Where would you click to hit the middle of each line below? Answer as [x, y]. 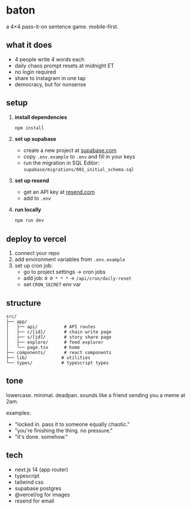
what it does [29, 45]
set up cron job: [33, 266]
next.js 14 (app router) [41, 470]
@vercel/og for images [42, 494]
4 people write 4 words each [49, 59]
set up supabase [36, 139]
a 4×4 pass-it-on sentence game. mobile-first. [62, 27]
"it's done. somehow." [41, 437]
